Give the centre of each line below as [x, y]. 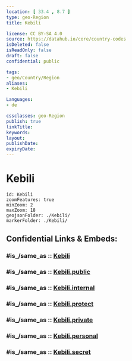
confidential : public [33, 61]
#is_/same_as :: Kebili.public [48, 272]
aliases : [17, 83]
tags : [13, 72]
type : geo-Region [28, 17]
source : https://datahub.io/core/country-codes [66, 39]
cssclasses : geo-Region [36, 116]
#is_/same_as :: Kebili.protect [50, 304]
